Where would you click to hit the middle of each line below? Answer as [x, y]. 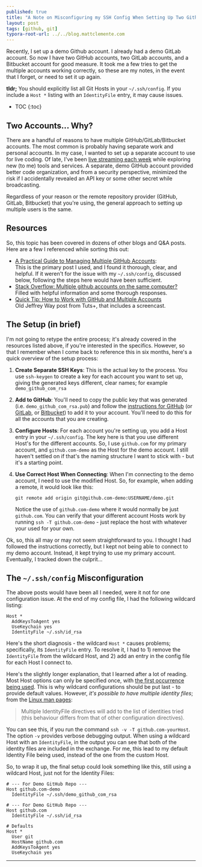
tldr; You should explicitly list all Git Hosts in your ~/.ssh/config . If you [94, 89]
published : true [26, 12]
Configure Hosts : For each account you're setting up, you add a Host [101, 430]
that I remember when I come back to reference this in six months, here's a [99, 352]
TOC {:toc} [28, 107]
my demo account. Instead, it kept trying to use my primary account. [91, 553]
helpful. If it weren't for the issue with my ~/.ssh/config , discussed [98, 273]
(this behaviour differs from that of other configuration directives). [103, 718]
